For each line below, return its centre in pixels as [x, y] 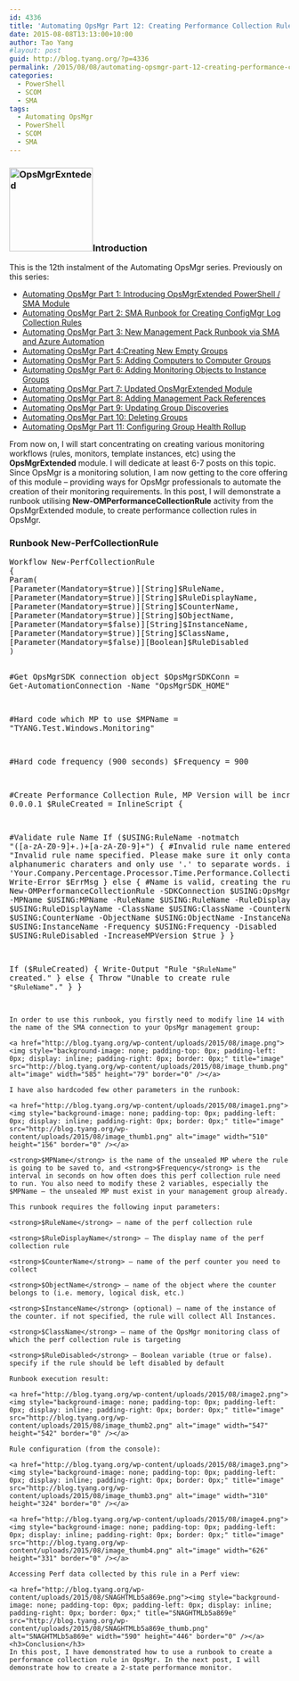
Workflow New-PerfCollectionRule [82, 562]
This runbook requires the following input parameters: [115, 1207]
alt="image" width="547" [222, 1426]
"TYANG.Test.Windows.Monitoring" [82, 729]
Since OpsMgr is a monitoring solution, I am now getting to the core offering [148, 473]
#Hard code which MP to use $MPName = [94, 720]
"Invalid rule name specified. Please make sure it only [136, 856]
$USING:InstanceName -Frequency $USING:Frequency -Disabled [143, 927]
